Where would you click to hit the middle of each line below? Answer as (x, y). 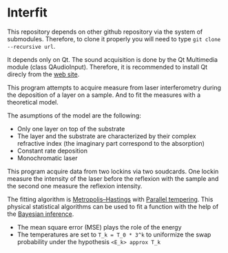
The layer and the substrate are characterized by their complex (106, 136)
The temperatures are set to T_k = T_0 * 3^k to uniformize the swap (114, 234)
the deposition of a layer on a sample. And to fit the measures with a (104, 95)
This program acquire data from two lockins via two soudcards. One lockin (113, 171)
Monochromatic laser (47, 158)
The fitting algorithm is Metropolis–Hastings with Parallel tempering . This (110, 199)
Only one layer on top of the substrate (71, 129)
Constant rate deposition (52, 151)
